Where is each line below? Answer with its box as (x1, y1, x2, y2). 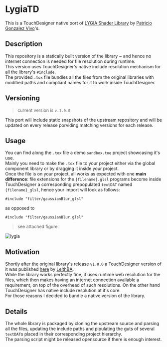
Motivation (5, 248, 40, 256)
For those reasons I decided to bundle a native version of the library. (5, 293, 146, 299)
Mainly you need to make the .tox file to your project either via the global (5, 161, 156, 167)
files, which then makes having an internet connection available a (5, 277, 140, 283)
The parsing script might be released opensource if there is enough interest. (5, 337, 162, 342)
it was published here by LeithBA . (5, 266, 74, 272)
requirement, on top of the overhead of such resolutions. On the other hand (5, 282, 161, 288)
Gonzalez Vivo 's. (5, 25, 40, 31)
